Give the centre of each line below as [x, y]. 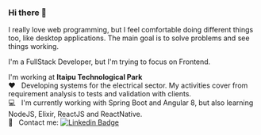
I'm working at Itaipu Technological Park [75, 77]
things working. [34, 47]
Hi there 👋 [28, 13]
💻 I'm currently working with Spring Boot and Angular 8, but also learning [131, 103]
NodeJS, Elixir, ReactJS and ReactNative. [75, 114]
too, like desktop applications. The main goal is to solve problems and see [129, 38]
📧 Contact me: [34, 122]
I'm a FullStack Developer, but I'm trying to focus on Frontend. [109, 62]
